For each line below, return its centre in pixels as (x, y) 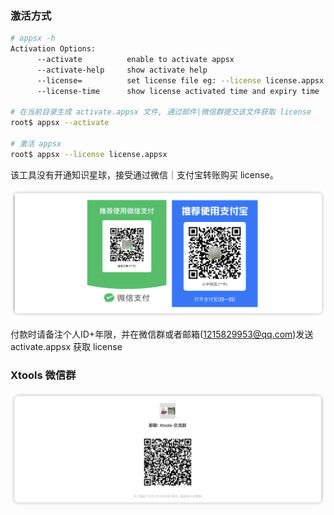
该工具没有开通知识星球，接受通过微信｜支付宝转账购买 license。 (144, 174)
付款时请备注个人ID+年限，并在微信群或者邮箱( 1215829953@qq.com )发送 (162, 334)
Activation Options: (53, 49)
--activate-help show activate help (122, 70)
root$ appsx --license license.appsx (89, 154)
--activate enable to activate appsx (135, 60)
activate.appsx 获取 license (66, 347)
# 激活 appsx (36, 144)
